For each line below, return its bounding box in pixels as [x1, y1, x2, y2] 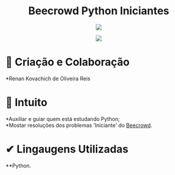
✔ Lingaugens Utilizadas [5, 142, 128, 155]
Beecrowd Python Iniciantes [28, 4, 170, 18]
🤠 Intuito [5, 96, 48, 109]
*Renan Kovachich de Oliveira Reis [5, 75, 90, 82]
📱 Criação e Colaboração [5, 55, 130, 69]
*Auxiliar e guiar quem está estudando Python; [5, 115, 120, 122]
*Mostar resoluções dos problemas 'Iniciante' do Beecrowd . [5, 122, 153, 129]
